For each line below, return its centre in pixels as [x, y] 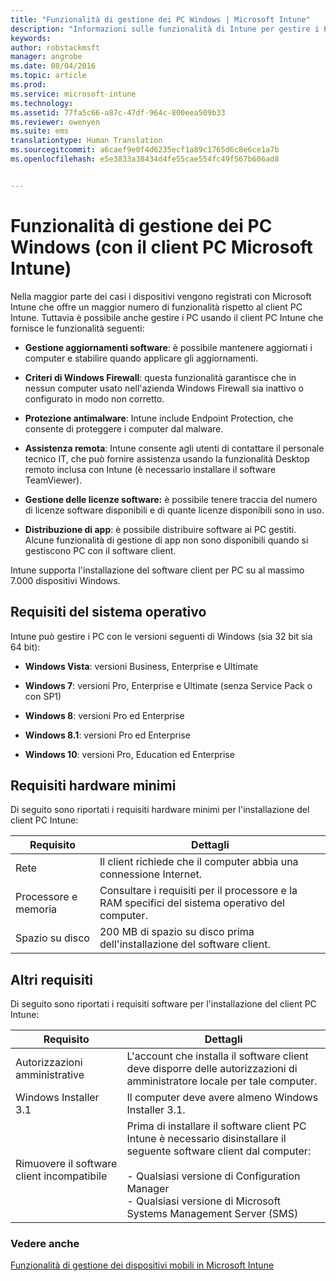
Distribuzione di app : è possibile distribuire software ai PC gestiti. [160, 529]
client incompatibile [61, 1176]
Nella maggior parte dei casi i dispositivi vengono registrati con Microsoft [161, 296]
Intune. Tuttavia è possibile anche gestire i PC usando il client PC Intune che [167, 317]
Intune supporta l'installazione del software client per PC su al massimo [157, 570]
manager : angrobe [46, 57]
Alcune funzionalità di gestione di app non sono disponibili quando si [166, 540]
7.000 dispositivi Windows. [65, 580]
